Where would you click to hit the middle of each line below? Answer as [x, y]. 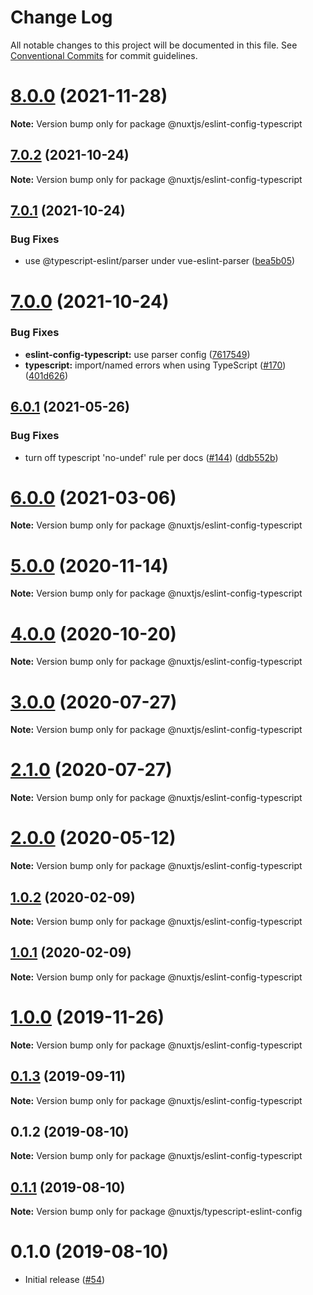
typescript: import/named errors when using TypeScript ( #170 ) [155, 365]
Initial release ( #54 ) [65, 1280]
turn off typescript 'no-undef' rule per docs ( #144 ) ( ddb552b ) [151, 457]
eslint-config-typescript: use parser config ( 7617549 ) [137, 354]
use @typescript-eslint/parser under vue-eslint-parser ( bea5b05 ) [160, 261]
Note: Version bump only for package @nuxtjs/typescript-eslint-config [156, 1212]
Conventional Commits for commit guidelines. [104, 55]
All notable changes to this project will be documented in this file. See [154, 45]
